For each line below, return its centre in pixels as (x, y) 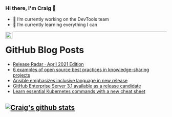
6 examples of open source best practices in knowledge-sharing (81, 70)
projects (21, 75)
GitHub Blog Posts (45, 50)
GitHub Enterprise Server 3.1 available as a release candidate (77, 86)
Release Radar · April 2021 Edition (48, 64)
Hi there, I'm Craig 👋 (31, 8)
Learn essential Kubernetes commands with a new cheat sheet (79, 91)
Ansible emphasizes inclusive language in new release (70, 81)
